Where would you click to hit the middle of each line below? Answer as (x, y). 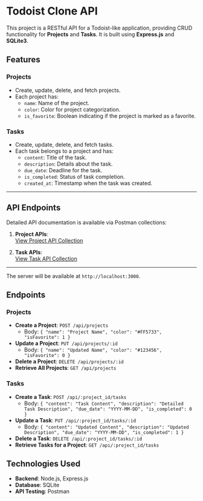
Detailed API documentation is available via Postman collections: (87, 222)
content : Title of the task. (55, 157)
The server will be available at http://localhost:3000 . (73, 276)
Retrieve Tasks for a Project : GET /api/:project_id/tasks (87, 445)
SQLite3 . (18, 40)
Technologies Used (43, 464)
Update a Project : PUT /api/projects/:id (66, 343)
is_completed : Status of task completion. (74, 176)
